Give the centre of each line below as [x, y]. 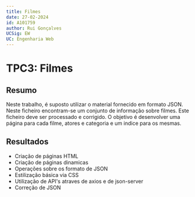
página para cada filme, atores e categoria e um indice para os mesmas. [94, 123]
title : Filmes [24, 12]
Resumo [22, 90]
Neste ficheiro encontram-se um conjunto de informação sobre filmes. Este [98, 111]
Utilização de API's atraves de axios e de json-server [79, 181]
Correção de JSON [38, 188]
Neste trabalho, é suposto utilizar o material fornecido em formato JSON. [95, 104]
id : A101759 [21, 22]
